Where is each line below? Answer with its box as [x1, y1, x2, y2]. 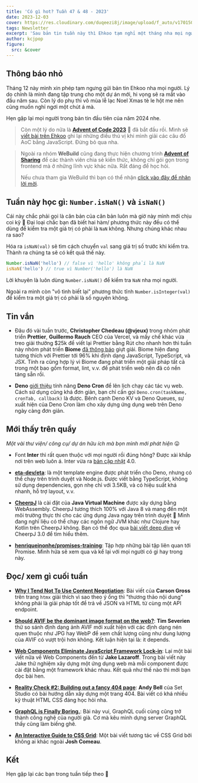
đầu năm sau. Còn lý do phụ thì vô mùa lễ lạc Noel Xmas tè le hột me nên [6, 97, 184, 104]
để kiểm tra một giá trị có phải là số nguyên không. [6, 294, 130, 301]
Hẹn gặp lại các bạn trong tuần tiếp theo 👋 [6, 771, 109, 778]
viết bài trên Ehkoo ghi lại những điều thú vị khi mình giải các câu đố [20, 132, 187, 139]
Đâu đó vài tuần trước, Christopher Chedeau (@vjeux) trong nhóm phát [14, 327, 190, 334]
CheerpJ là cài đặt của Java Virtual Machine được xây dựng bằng [14, 499, 177, 506]
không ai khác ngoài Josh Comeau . [14, 738, 102, 745]
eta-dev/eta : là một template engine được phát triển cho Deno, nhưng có [14, 469, 192, 476]
